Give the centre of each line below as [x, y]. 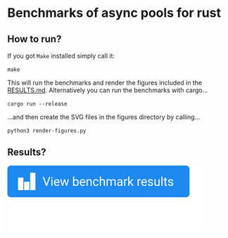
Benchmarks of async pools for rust [114, 13]
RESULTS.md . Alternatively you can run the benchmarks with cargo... [108, 90]
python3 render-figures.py [47, 131]
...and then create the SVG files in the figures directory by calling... [104, 117]
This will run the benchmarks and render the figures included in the [105, 83]
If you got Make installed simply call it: [61, 56]
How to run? [34, 39]
